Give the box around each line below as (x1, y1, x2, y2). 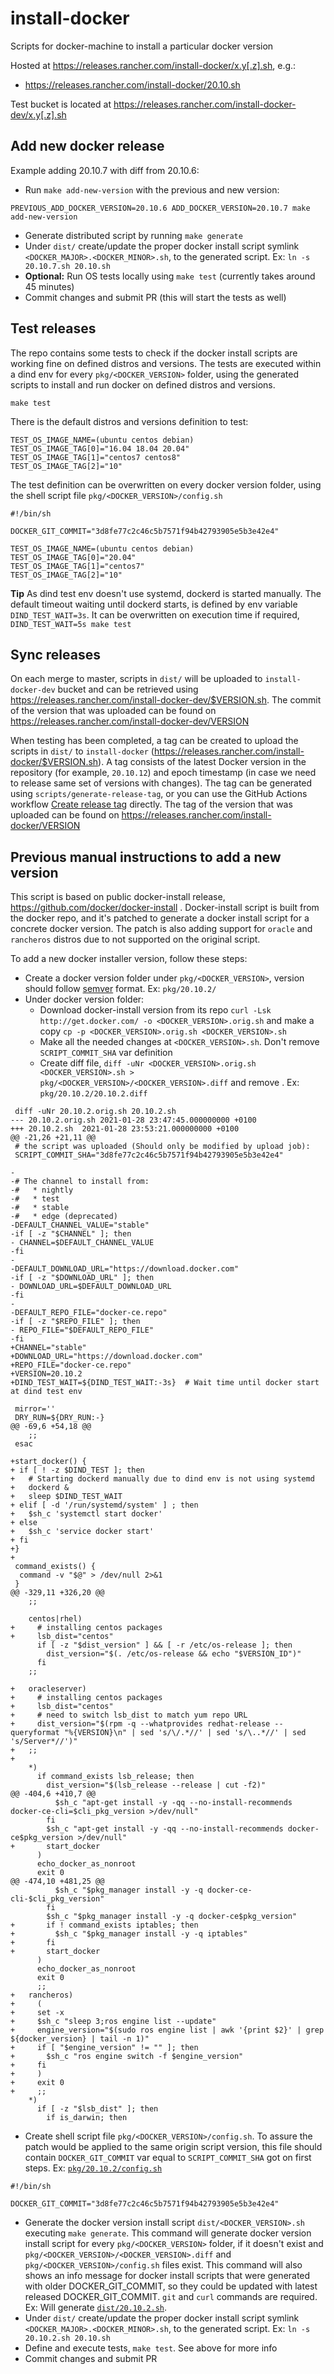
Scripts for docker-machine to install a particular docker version (10, 40, 274, 52)
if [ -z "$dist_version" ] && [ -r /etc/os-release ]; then (36, 1640, 293, 1651)
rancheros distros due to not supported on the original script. (10, 933, 261, 946)
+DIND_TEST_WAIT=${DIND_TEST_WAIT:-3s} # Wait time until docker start (10, 1378, 320, 1388)
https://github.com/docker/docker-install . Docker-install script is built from (10, 902, 320, 914)
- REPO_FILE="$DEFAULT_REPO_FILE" (10, 1325, 155, 1336)
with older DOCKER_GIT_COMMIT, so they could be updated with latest (24, 2280, 318, 2292)
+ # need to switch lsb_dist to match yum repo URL (10, 1710, 248, 1721)
